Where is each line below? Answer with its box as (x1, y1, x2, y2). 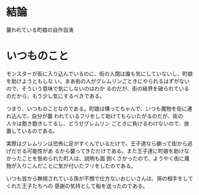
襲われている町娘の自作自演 (6, 26, 74, 33)
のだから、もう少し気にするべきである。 (6, 92, 105, 99)
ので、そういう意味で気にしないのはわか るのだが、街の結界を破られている (6, 84, 189, 92)
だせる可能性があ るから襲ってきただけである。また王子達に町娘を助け (11, 147, 184, 155)
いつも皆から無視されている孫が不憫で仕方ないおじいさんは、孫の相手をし (6, 175, 188, 182)
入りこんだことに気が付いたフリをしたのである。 (16, 162, 137, 169)
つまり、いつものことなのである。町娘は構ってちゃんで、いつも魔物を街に (6, 105, 187, 112)
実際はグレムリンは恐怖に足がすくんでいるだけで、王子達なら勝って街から (6, 140, 188, 147)
